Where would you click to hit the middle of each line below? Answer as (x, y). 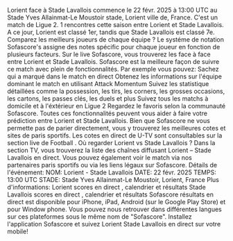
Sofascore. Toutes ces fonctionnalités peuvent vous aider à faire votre (107, 113)
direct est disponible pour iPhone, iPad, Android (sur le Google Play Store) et (116, 202)
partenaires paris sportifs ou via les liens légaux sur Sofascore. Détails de (112, 165)
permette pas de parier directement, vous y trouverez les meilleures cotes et (116, 128)
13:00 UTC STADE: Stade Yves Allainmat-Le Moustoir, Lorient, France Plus (113, 180)
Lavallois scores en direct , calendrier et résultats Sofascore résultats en (110, 194)
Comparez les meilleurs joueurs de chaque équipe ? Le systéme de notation (115, 40)
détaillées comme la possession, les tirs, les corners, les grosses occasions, (116, 91)
